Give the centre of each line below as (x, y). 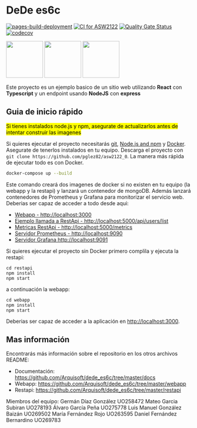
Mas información (38, 340)
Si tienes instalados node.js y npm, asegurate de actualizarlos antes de (92, 126)
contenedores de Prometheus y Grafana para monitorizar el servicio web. (95, 197)
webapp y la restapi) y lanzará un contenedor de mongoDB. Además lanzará (98, 190)
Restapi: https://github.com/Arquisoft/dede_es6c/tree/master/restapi (98, 390)
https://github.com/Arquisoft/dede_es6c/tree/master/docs (85, 377)
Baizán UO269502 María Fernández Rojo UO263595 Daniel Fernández (92, 414)
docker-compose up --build (39, 173)
